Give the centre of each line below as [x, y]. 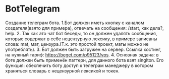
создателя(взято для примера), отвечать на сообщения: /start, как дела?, [84, 28]
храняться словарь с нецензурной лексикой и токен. [63, 70]
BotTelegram [33, 9]
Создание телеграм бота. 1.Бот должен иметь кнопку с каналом [75, 23]
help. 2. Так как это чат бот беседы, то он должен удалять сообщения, [81, 33]
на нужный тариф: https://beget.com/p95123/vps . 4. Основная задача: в [82, 55]
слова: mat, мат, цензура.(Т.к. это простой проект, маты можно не [77, 44]
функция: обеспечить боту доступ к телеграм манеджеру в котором [79, 65]
